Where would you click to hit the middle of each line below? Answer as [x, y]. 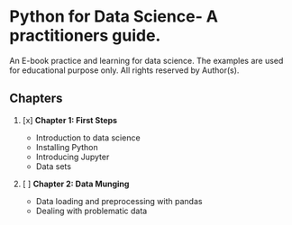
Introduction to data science [88, 138]
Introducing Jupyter [73, 157]
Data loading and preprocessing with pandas [119, 201]
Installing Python [67, 147]
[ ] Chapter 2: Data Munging [76, 184]
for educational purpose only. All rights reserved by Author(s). [124, 70]
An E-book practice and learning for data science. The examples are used [146, 60]
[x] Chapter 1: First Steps [70, 120]
